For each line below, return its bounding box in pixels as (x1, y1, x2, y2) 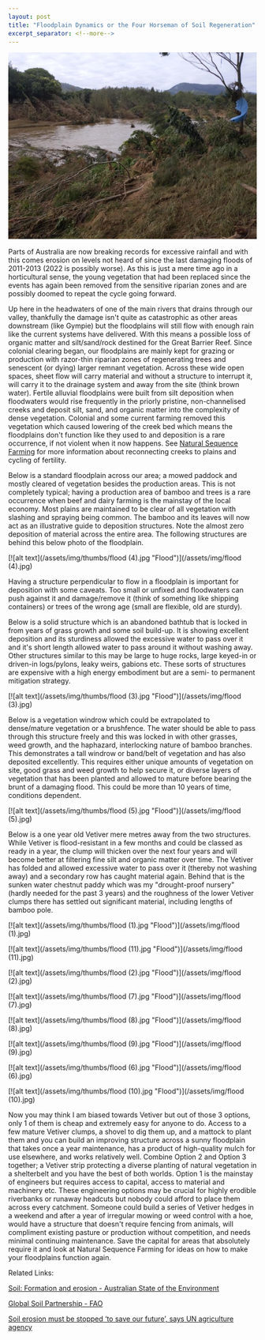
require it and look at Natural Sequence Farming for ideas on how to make (8, 1244, 248, 1254)
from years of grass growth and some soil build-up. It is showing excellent (8, 626, 249, 635)
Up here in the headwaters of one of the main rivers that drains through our (8, 304, 253, 314)
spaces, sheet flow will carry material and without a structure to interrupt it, (8, 371, 253, 381)
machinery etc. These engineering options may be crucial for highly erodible (8, 1186, 256, 1195)
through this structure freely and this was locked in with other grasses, (8, 732, 238, 742)
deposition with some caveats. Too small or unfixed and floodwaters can (8, 585, 244, 595)
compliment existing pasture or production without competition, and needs (8, 1228, 251, 1237)
